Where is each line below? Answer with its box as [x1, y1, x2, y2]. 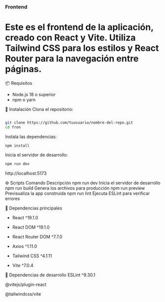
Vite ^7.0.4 [12, 263, 33, 268]
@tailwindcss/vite [5, 291, 41, 297]
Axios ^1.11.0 [12, 243, 37, 249]
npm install [5, 143, 30, 148]
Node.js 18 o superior [12, 91, 56, 97]
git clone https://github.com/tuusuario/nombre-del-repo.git [5, 120, 133, 125]
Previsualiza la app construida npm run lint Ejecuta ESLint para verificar [5, 191, 150, 197]
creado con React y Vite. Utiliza [5, 32, 136, 43]
